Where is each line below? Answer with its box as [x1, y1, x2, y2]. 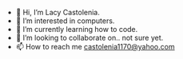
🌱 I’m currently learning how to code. [15, 25, 138, 33]
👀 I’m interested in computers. [15, 16, 115, 26]
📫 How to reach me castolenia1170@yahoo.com [15, 42, 175, 51]
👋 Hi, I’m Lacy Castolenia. [15, 8, 100, 17]
